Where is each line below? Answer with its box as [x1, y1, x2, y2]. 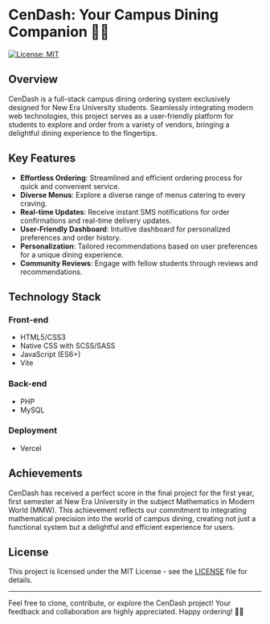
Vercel [19, 443, 42, 453]
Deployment [8, 425, 58, 436]
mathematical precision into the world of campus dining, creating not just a [8, 513, 256, 523]
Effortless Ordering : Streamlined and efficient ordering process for [19, 173, 243, 183]
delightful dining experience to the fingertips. [8, 128, 158, 138]
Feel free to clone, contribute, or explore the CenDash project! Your [8, 598, 231, 608]
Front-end [8, 314, 49, 325]
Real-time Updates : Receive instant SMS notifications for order [19, 207, 231, 216]
